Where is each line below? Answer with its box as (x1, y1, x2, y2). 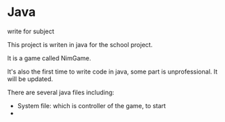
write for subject (7, 27, 54, 35)
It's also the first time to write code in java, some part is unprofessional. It (7, 67, 218, 76)
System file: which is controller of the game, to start (17, 101, 166, 110)
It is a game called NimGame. (7, 53, 92, 62)
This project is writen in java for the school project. (7, 40, 153, 49)
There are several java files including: (7, 88, 115, 96)
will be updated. (7, 74, 54, 83)
